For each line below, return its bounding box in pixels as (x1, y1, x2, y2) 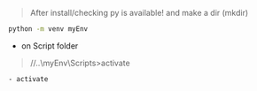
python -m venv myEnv (8, 25, 89, 34)
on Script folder (20, 40, 79, 51)
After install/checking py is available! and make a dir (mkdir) (29, 8, 249, 18)
